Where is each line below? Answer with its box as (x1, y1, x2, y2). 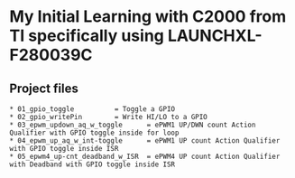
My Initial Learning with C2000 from (9, 6, 287, 27)
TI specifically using (9, 25, 164, 46)
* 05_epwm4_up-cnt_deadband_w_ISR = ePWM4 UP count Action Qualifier (9, 152, 281, 161)
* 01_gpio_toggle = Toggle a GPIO (9, 105, 176, 114)
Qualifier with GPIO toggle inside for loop (9, 128, 180, 137)
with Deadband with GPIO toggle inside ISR (9, 160, 176, 169)
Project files (9, 80, 78, 96)
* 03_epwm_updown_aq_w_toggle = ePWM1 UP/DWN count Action (9, 120, 256, 129)
